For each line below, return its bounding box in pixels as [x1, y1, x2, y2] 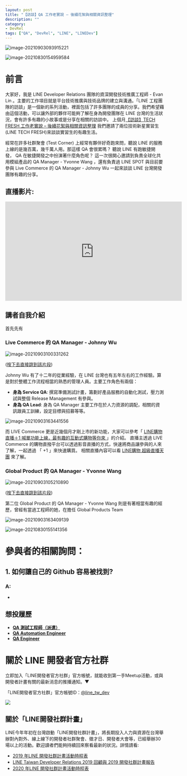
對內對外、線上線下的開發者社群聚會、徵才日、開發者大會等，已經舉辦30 [9, 736, 161, 742]
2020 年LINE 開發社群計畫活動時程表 [12, 765, 89, 771]
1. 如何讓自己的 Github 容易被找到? [5, 567, 113, 576]
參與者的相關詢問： [5, 546, 85, 557]
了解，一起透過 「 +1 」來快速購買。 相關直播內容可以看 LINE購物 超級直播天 [5, 447, 164, 453]
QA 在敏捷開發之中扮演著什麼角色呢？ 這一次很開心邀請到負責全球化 [15, 152, 157, 158]
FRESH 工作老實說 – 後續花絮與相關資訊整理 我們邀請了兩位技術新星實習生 [5, 123, 159, 129]
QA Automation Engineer [12, 630, 66, 636]
